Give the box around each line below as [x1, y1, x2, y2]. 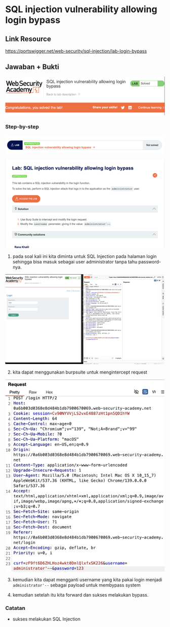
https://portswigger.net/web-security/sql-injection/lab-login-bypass [5, 48, 147, 54]
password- [138, 258, 161, 265]
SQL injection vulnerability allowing [5, 4, 158, 15]
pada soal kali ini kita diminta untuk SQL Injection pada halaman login [12, 253, 157, 259]
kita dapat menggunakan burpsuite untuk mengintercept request [12, 369, 148, 375]
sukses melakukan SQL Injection [12, 616, 81, 622]
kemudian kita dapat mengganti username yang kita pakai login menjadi [12, 577, 162, 583]
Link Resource [5, 35, 52, 43]
